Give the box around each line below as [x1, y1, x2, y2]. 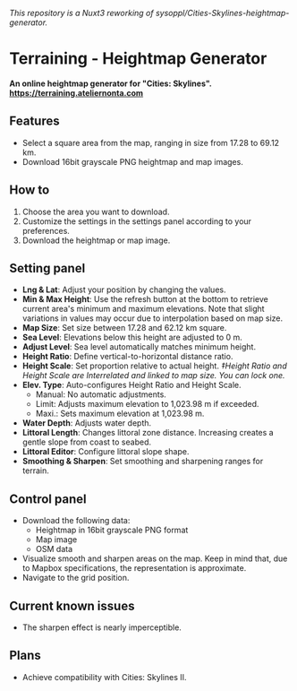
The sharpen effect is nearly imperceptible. [21, 622, 182, 633]
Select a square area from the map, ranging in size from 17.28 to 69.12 [21, 137, 280, 148]
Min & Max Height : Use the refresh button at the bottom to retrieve [21, 294, 268, 305]
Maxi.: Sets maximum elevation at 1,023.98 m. [35, 408, 205, 419]
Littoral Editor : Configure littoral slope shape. [21, 446, 190, 457]
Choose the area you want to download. [21, 206, 170, 217]
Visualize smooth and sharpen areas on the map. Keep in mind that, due [21, 553, 288, 564]
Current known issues [9, 598, 135, 613]
